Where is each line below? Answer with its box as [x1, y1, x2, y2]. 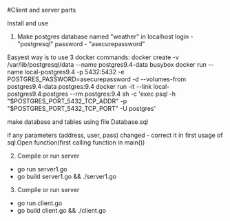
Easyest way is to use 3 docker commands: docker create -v [7, 53, 179, 61]
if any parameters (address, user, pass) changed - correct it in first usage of [7, 131, 223, 139]
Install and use [7, 19, 49, 27]
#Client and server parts [7, 6, 76, 14]
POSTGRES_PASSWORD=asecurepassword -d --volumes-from [7, 75, 187, 83]
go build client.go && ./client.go [17, 207, 107, 214]
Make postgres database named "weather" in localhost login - [17, 32, 194, 41]
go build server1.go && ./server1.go [17, 172, 117, 180]
